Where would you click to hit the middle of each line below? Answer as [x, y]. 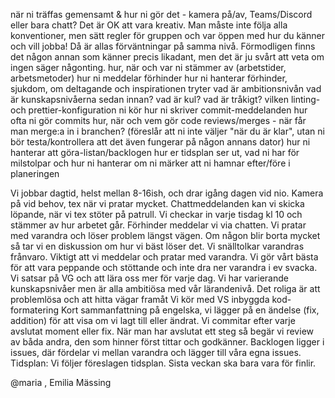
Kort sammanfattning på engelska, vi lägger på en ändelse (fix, [190, 310]
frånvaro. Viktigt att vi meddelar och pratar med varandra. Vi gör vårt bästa [164, 257]
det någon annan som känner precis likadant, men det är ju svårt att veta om [167, 57]
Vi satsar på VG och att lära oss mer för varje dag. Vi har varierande [149, 278]
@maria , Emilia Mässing [61, 382]
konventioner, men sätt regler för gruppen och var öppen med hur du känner [167, 35]
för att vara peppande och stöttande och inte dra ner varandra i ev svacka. [164, 267]
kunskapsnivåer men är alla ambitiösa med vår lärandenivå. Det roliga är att [165, 288]
